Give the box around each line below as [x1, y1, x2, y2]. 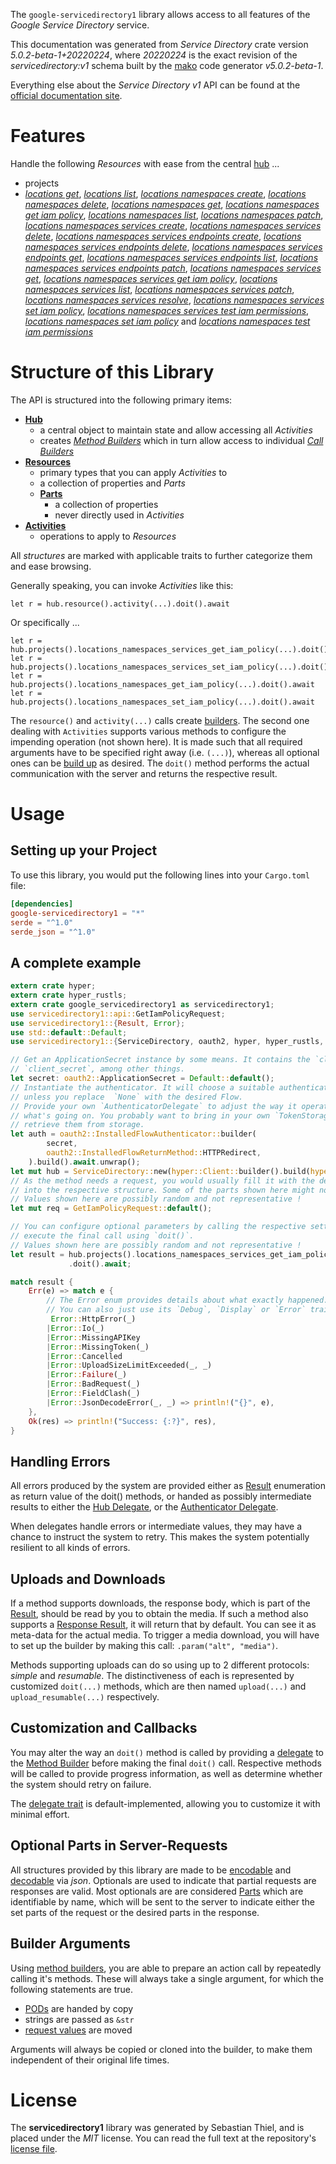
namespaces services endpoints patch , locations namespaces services [24, 262, 322, 274]
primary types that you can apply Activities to [39, 466, 228, 478]
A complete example [10, 954, 142, 971]
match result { [10, 1277, 74, 1287]
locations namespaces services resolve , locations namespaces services [24, 294, 325, 306]
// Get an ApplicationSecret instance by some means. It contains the [10, 1055, 311, 1065]
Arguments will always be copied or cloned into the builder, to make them [10, 2043, 313, 2055]
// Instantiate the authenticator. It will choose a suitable [10, 1082, 275, 1093]
